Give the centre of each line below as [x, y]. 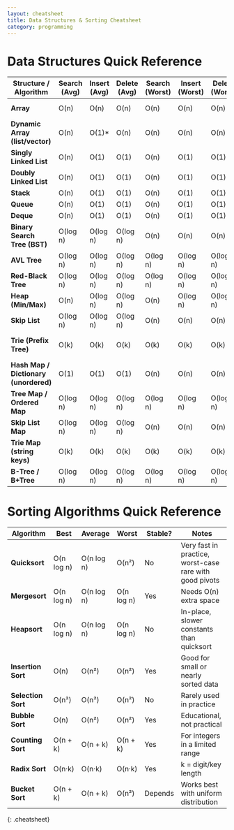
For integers [201, 736]
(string [22, 451]
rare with [195, 571]
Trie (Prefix [30, 341]
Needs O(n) [200, 592]
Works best [199, 785]
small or [194, 667]
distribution [199, 802]
